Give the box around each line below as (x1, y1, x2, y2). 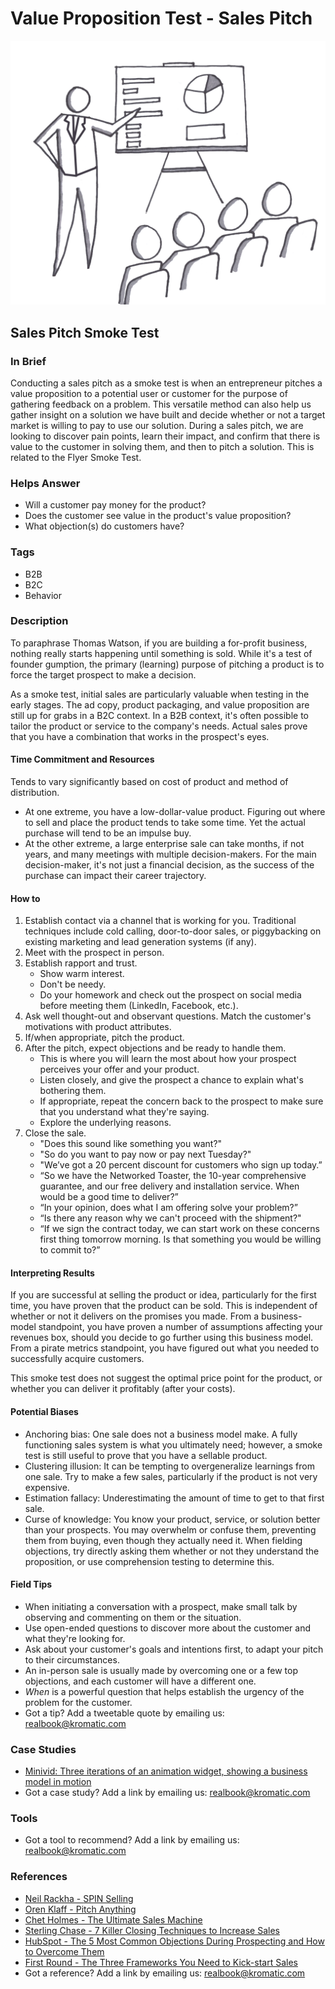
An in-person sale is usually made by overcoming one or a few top (24, 1664, 298, 1676)
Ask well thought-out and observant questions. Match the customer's (24, 1010, 312, 1022)
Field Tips (10, 1578, 53, 1591)
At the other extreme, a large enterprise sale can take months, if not (24, 838, 305, 850)
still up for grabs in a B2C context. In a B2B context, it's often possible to (10, 709, 309, 721)
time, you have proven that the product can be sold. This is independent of (10, 1300, 318, 1312)
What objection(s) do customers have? (24, 520, 185, 532)
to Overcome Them (24, 1945, 105, 1957)
